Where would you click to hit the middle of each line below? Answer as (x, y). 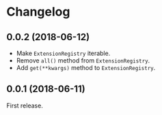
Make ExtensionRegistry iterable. (63, 53)
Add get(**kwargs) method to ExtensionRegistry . (86, 68)
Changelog (38, 12)
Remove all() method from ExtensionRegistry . (83, 61)
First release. (25, 105)
